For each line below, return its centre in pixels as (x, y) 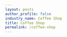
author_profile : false (28, 14)
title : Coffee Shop (25, 23)
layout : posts (20, 9)
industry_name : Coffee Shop (34, 18)
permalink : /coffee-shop (30, 27)
